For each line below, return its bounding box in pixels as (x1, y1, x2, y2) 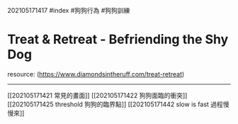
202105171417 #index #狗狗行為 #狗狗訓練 (7, 6, 130, 14)
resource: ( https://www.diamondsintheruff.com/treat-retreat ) (7, 69, 185, 78)
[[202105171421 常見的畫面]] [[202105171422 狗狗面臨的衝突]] (7, 91, 188, 99)
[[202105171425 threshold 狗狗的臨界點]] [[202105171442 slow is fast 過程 (7, 100, 223, 108)
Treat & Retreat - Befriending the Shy (7, 31, 229, 47)
